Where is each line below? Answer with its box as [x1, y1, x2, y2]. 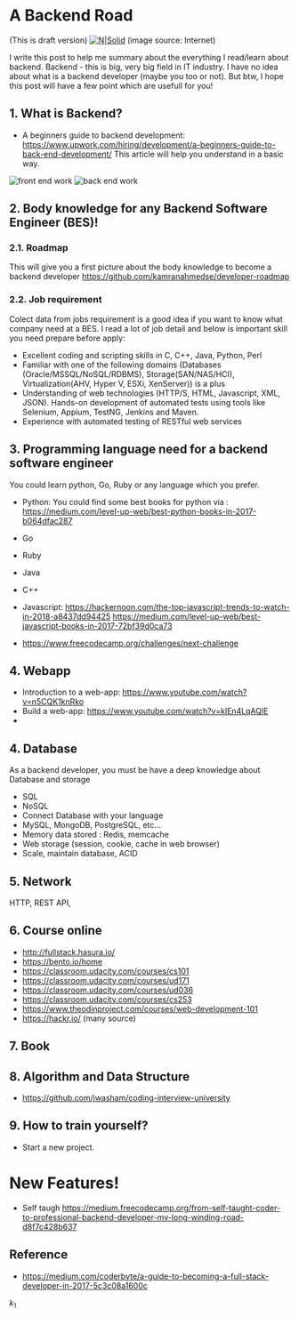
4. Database [9, 741, 78, 756]
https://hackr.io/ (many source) [21, 1013, 136, 1024]
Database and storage [9, 775, 91, 785]
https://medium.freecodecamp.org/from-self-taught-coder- [61, 1202, 281, 1213]
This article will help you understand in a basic [114, 149, 285, 159]
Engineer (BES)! [9, 215, 99, 230]
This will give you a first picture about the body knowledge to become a [9, 261, 272, 272]
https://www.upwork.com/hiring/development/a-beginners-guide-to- [21, 139, 276, 149]
